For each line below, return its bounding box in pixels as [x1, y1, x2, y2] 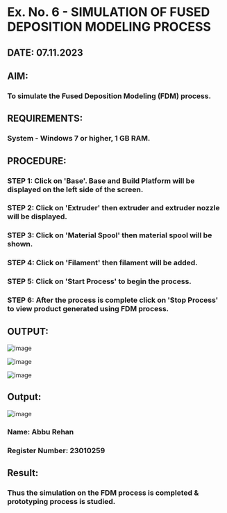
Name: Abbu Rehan [7, 427, 74, 436]
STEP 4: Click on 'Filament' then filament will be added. [7, 258, 198, 268]
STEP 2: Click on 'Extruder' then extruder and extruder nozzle [7, 203, 220, 213]
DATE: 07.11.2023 [7, 47, 83, 58]
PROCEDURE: [7, 155, 67, 167]
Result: [7, 467, 39, 479]
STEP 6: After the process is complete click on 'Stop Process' [7, 295, 219, 305]
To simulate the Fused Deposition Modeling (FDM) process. [7, 91, 212, 101]
